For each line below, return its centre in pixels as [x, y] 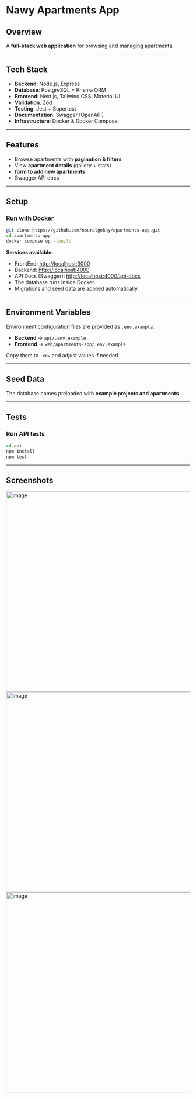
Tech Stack [27, 70]
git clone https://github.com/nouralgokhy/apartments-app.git [83, 230]
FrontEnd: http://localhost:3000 [52, 263]
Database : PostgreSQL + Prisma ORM [60, 90]
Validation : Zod [33, 102]
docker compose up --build [39, 241]
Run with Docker [30, 218]
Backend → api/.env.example [50, 337]
